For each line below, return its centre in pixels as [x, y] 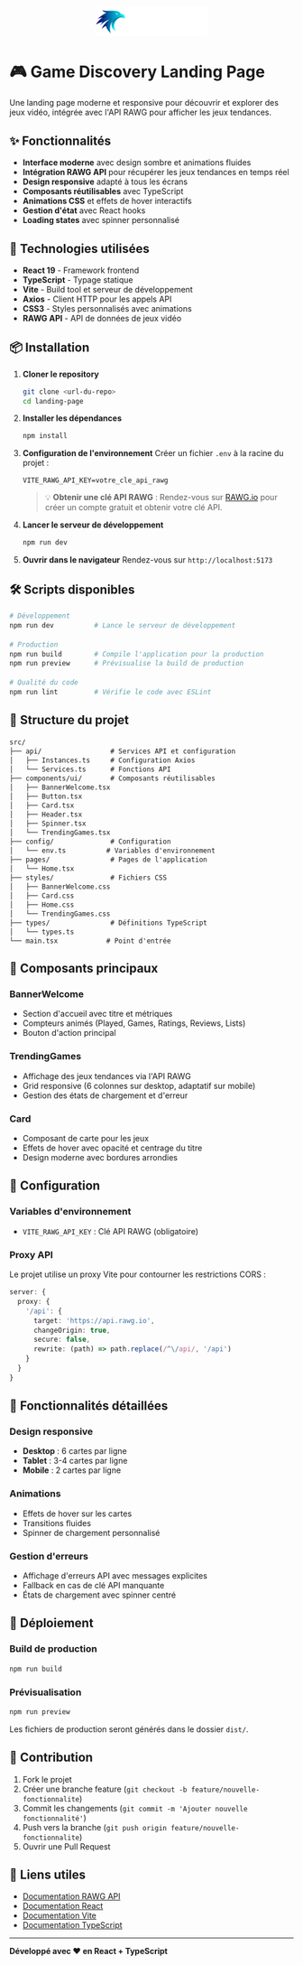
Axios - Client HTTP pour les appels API [97, 299]
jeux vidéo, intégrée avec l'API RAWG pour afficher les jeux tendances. [141, 112]
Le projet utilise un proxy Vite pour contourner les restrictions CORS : [138, 1274]
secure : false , [62, 1340]
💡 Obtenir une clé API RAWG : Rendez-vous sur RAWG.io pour [161, 498]
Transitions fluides [57, 1523]
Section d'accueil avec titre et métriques [97, 1014]
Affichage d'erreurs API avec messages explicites [115, 1576]
